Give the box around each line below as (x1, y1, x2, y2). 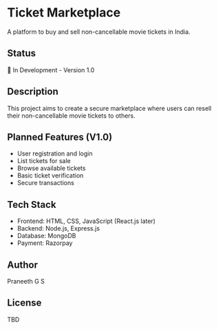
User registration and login (17, 149, 93, 158)
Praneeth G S (7, 277, 45, 285)
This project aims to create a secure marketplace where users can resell (7, 104, 212, 112)
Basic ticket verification (17, 171, 84, 180)
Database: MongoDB (17, 232, 76, 240)
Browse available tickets (17, 164, 86, 173)
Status (7, 47, 36, 59)
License (7, 297, 42, 309)
